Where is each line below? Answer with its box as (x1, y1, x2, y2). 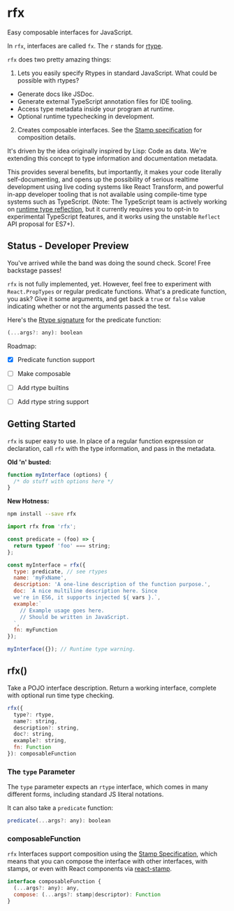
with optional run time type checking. (7, 691, 115, 700)
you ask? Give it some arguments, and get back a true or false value (7, 294, 206, 302)
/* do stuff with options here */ (13, 478, 114, 485)
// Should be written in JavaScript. (20, 613, 130, 620)
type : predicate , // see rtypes (13, 568, 108, 575)
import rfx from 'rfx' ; (7, 523, 77, 530)
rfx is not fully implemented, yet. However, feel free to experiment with (7, 279, 212, 288)
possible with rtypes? (17, 76, 80, 85)
